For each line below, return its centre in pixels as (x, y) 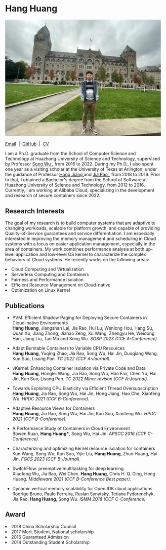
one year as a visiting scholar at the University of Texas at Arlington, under (81, 169)
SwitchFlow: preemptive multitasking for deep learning (68, 469)
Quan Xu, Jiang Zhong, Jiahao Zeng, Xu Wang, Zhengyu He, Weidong (83, 333)
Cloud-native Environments (40, 323)
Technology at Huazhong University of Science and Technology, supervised (83, 159)
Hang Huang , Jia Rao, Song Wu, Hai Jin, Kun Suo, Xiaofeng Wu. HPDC (84, 414)
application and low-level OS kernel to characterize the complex (81, 254)
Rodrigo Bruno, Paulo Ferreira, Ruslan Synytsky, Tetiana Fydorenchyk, (83, 494)
